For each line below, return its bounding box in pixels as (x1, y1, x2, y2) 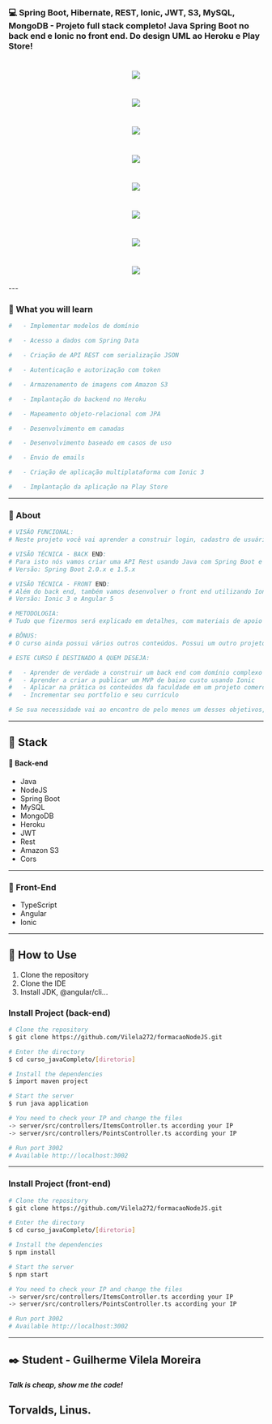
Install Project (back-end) (8, 1007, 111, 1018)
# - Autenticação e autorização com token (8, 366, 161, 374)
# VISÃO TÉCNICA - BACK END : (8, 550, 107, 559)
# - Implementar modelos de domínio (8, 322, 139, 330)
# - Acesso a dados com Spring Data (8, 337, 139, 345)
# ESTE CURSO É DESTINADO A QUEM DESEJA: (8, 654, 151, 662)
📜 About (8, 509, 41, 521)
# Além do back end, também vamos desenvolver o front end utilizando (8, 587, 252, 595)
